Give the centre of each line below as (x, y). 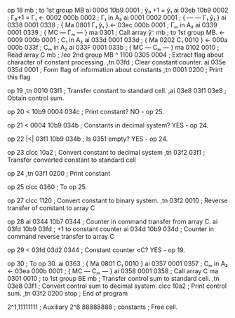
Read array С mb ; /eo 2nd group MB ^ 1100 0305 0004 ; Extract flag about (115, 55)
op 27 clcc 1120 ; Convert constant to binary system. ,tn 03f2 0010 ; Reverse (117, 200)
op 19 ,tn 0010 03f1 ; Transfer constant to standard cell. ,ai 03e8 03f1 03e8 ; (117, 91)
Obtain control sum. (36, 98)
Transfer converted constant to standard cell (72, 160)
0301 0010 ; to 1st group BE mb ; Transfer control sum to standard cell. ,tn (113, 278)
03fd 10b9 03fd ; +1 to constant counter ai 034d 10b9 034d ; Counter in (110, 229)
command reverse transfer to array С (61, 236)
